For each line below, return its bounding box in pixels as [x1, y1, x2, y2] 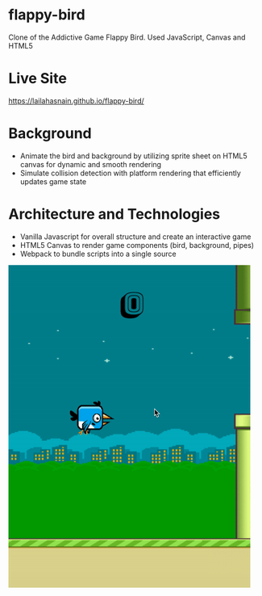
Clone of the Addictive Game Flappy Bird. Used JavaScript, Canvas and [8, 32, 246, 42]
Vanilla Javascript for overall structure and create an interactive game [19, 232, 252, 241]
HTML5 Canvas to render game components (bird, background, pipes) [19, 240, 255, 250]
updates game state [19, 176, 87, 187]
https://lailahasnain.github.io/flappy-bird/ [8, 95, 145, 106]
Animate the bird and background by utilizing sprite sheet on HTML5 [19, 151, 247, 161]
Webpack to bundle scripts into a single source [19, 249, 177, 258]
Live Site [8, 69, 67, 88]
